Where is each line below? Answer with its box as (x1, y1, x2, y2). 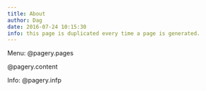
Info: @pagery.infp (7, 76, 62, 85)
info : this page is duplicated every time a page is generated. (7, 29, 200, 37)
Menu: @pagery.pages (7, 49, 74, 57)
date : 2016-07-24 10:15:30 (7, 23, 87, 30)
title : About (7, 10, 46, 17)
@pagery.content (7, 62, 58, 71)
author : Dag (7, 17, 42, 24)
